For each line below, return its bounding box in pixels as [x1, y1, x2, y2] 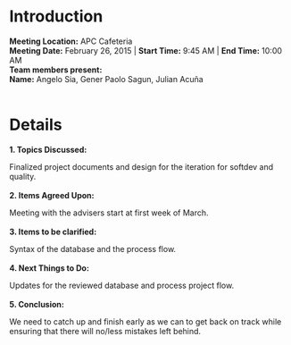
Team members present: [9, 64, 103, 75]
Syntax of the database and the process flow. [9, 243, 177, 254]
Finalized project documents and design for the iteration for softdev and [9, 161, 274, 172]
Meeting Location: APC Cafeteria [9, 36, 133, 46]
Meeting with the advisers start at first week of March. [9, 207, 209, 218]
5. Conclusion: [9, 299, 64, 309]
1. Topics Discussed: [9, 144, 87, 155]
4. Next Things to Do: [9, 262, 89, 273]
